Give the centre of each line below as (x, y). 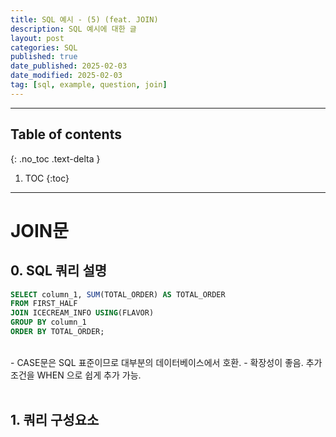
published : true (44, 57)
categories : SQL (44, 47)
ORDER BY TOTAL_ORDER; (57, 332)
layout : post (37, 38)
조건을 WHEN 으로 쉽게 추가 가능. (76, 375)
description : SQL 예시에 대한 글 (73, 29)
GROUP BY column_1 (48, 322)
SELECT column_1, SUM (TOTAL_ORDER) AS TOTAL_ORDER (118, 294)
